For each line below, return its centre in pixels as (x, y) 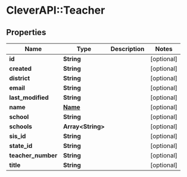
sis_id (18, 136)
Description (127, 49)
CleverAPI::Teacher (56, 10)
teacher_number (33, 155)
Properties (26, 32)
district (20, 78)
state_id (21, 146)
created (20, 69)
